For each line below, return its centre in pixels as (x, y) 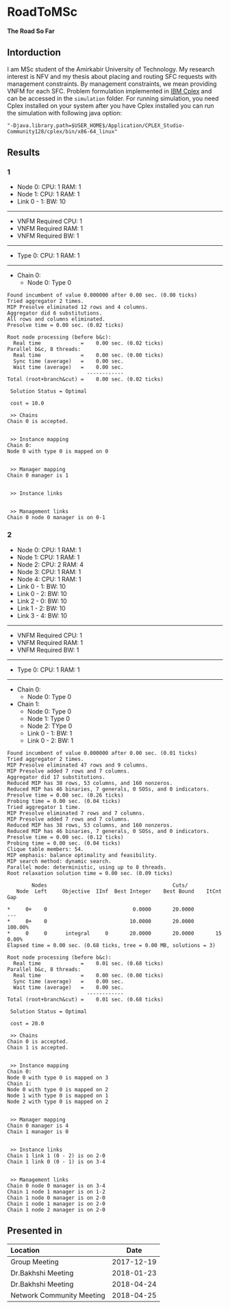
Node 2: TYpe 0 (50, 726)
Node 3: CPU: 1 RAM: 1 (49, 571)
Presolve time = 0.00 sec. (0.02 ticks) (66, 326)
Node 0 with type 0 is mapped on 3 (58, 1078)
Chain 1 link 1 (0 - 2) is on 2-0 (56, 1156)
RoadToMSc (42, 12)
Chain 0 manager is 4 (38, 1126)
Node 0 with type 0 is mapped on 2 (58, 1089)
